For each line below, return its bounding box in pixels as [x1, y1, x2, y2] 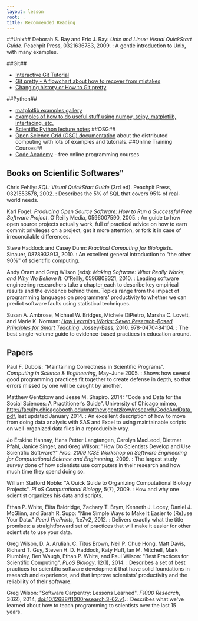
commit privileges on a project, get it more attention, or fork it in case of [6, 227, 181, 234]
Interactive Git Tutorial [15, 72, 70, 79]
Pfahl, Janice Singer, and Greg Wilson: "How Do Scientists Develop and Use [6, 443, 191, 450]
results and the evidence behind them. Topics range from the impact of [6, 288, 180, 295]
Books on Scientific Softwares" [6, 168, 124, 178]
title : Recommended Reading [6, 20, 76, 25]
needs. [21, 197, 39, 204]
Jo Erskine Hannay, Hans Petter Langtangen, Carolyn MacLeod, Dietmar [6, 436, 182, 443]
